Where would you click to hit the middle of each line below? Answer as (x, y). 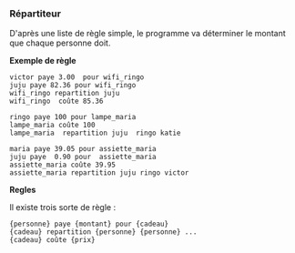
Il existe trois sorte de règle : (63, 207)
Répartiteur (36, 14)
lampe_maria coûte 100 (52, 126)
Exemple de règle (43, 61)
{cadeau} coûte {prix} (52, 240)
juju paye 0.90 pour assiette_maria (83, 157)
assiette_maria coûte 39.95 (63, 165)
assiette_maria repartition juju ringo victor (99, 173)
